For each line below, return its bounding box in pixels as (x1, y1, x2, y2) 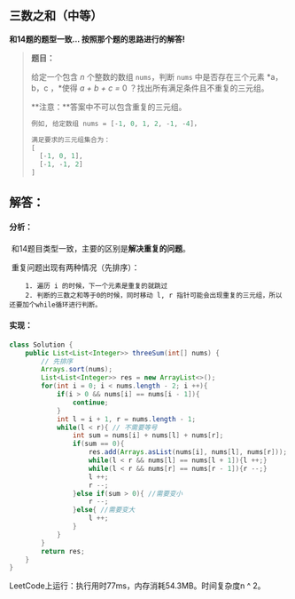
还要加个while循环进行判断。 (9, 300, 102, 309)
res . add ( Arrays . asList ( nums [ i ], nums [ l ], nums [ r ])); (88, 448, 288, 457)
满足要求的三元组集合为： (30, 135, 111, 144)
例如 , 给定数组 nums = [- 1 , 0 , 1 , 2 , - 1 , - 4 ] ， (30, 119, 201, 128)
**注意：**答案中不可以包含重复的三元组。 (30, 101, 187, 112)
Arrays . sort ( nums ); (41, 365, 113, 374)
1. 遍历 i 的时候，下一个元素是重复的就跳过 (25, 281, 168, 291)
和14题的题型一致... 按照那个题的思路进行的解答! (9, 34, 186, 44)
